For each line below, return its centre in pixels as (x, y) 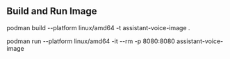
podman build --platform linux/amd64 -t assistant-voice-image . (98, 27)
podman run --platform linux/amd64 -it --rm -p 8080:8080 (91, 41)
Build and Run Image (52, 11)
